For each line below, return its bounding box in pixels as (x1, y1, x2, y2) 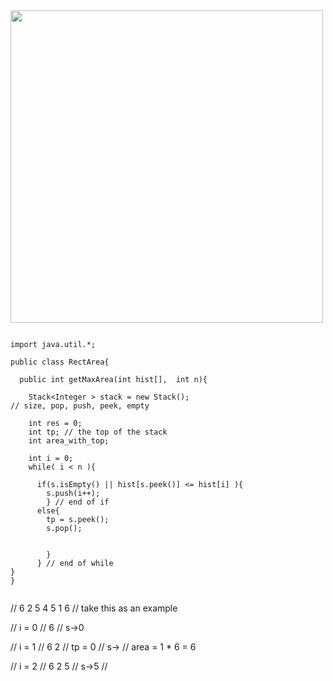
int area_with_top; (28, 436, 110, 446)
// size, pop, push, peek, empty (10, 401, 150, 411)
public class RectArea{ (10, 357, 110, 367)
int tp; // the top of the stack (28, 427, 168, 437)
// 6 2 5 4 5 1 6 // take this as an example (10, 602, 178, 614)
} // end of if (46, 497, 110, 507)
